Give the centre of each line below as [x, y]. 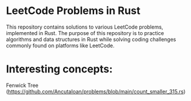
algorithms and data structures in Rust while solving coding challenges [91, 39]
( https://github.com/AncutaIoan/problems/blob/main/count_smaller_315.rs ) [96, 91]
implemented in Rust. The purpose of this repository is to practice [85, 33]
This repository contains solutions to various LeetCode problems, [85, 27]
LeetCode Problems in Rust [73, 11]
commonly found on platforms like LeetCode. [60, 46]
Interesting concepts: [59, 69]
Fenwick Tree [22, 85]
